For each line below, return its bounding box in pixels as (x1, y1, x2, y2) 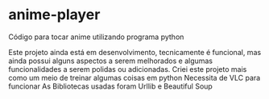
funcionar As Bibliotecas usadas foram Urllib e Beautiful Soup (8, 81, 213, 91)
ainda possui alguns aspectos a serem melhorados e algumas (8, 56, 213, 65)
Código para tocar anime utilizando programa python (8, 32, 184, 42)
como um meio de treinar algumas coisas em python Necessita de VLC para (8, 73, 261, 82)
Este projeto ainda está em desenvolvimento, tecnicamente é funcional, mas (8, 47, 262, 57)
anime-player (8, 6, 101, 24)
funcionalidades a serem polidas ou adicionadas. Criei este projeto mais (8, 64, 247, 73)
